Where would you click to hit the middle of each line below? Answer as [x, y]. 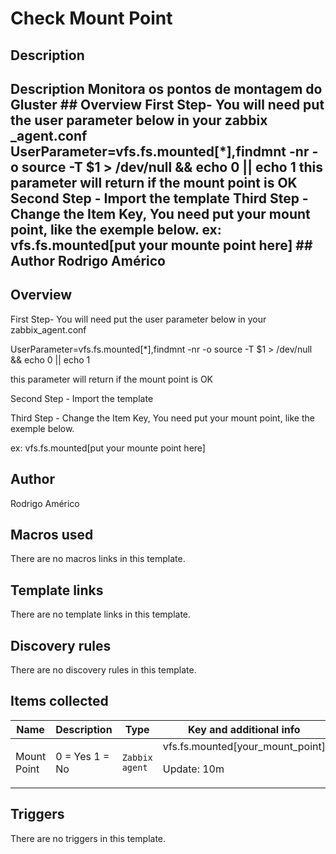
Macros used [52, 534]
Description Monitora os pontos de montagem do [166, 88]
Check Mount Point [91, 18]
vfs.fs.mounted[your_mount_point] [244, 746]
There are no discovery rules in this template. [103, 670]
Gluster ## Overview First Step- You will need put [167, 104]
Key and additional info [244, 729]
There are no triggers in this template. [88, 838]
